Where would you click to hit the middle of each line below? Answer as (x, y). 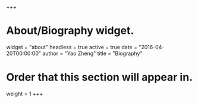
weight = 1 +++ (25, 94)
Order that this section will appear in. (100, 77)
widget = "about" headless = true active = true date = (72, 47)
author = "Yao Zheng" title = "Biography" (92, 53)
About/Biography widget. (70, 31)
